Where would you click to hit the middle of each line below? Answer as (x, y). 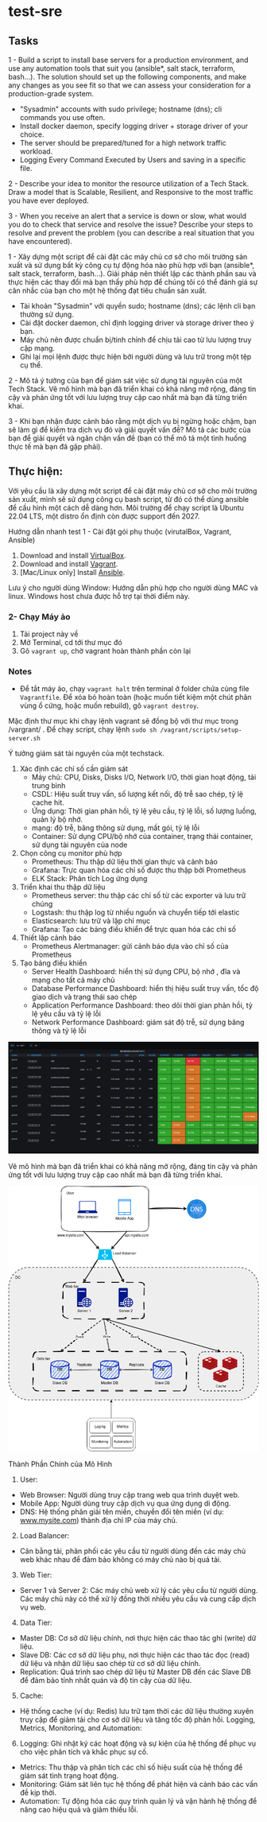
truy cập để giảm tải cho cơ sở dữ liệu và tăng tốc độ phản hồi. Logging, (137, 1719)
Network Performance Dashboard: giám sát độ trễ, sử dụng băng (138, 1022)
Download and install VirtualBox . (73, 555)
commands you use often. (62, 117)
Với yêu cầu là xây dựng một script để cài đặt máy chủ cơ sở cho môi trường (133, 491)
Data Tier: (36, 1622)
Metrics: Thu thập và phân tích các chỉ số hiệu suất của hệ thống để (131, 1767)
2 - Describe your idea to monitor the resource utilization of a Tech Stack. (129, 184)
